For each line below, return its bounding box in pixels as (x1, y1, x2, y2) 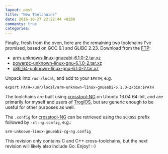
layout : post (5, 7, 33, 13)
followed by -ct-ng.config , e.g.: (5, 119, 71, 125)
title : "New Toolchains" (5, 12, 57, 17)
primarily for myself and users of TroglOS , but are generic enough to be (5, 99, 154, 105)
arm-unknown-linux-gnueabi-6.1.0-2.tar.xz (12, 55, 101, 61)
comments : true (5, 21, 37, 27)
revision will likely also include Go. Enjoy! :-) (5, 143, 97, 149)
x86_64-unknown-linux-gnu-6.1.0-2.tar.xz (12, 66, 99, 72)
